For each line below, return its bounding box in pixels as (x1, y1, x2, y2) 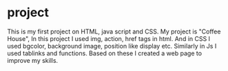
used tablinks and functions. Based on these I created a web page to (7, 49, 202, 57)
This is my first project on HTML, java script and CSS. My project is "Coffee (7, 27, 221, 35)
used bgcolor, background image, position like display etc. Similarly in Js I (7, 42, 217, 50)
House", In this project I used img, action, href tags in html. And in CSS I (7, 34, 211, 42)
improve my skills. (7, 56, 59, 64)
